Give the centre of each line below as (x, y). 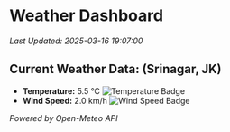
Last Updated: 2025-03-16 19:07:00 (76, 41)
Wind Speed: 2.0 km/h (65, 100)
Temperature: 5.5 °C (61, 90)
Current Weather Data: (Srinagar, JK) (116, 69)
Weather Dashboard (87, 16)
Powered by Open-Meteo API (64, 118)
